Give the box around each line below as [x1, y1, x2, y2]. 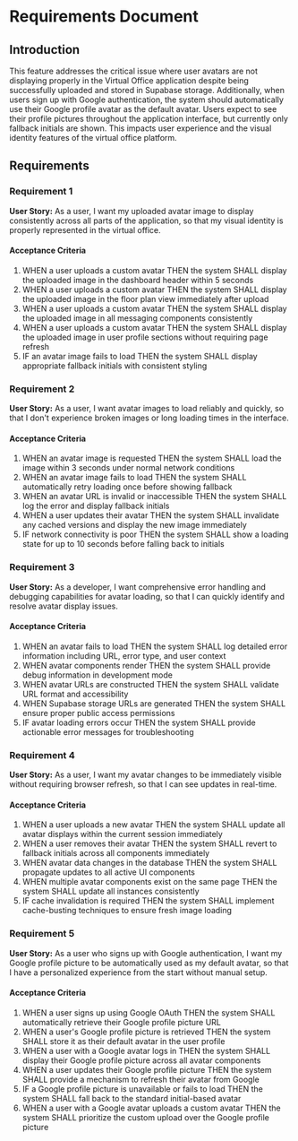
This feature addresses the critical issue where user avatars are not [9, 65, 258, 76]
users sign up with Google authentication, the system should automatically [9, 94, 285, 105]
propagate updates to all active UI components [21, 867, 195, 877]
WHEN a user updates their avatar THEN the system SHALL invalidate [21, 510, 280, 521]
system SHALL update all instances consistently [21, 886, 200, 897]
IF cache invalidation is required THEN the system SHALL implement [21, 895, 275, 906]
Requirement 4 [9, 748, 76, 761]
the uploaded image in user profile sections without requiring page [21, 332, 268, 342]
